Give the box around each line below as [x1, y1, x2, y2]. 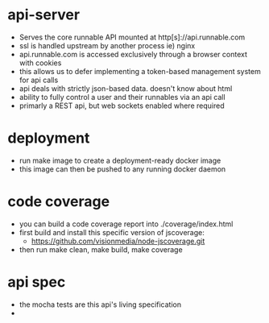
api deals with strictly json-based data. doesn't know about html [19, 83, 233, 93]
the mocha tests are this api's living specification [19, 300, 182, 309]
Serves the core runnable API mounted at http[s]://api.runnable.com [19, 32, 246, 42]
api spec [7, 273, 66, 291]
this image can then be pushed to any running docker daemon [19, 164, 226, 174]
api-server [7, 6, 81, 24]
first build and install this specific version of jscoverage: [19, 227, 205, 237]
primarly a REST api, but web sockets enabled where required [19, 101, 225, 110]
